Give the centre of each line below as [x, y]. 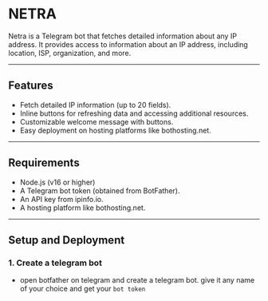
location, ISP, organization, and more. [70, 53]
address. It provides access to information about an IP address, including [128, 44]
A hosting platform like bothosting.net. [83, 208]
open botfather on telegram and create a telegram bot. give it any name [137, 280]
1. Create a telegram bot [55, 263]
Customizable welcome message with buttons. [97, 121]
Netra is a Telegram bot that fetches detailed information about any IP [123, 36]
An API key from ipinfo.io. [61, 199]
